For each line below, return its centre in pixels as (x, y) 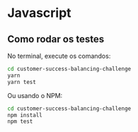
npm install (25, 115)
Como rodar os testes (56, 39)
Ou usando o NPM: (35, 95)
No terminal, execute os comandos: (59, 56)
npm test (20, 121)
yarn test (22, 82)
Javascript (40, 13)
